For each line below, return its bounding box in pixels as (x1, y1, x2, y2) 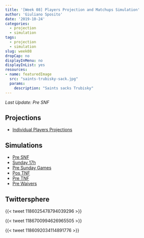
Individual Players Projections (12, 127, 72, 133)
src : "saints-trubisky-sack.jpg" (9, 76, 78, 81)
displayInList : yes (5, 62, 45, 67)
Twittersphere (5, 195, 50, 203)
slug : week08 (5, 49, 32, 54)
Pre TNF (12, 176, 30, 181)
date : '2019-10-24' (5, 16, 45, 21)
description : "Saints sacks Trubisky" (14, 85, 94, 91)
